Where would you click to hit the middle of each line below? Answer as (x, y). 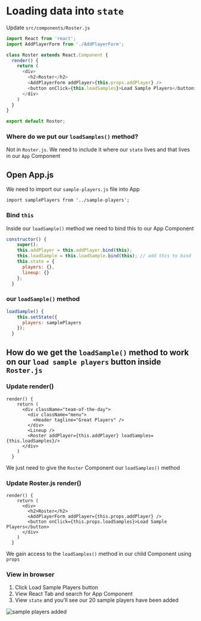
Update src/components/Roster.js (48, 28)
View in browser (31, 574)
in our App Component (33, 156)
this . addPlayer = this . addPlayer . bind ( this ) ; (75, 250)
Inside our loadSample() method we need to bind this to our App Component (100, 228)
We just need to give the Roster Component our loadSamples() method (93, 467)
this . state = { (36, 261)
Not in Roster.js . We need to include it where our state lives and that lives (98, 150)
